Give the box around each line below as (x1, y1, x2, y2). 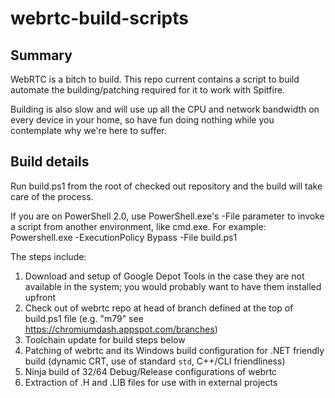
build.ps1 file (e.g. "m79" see (24, 312, 144, 324)
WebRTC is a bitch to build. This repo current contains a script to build (10, 73, 300, 85)
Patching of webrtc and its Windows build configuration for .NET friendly (24, 344, 325, 356)
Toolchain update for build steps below (24, 333, 186, 346)
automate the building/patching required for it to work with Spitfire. (10, 84, 286, 96)
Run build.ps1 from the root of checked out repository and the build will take (10, 180, 323, 192)
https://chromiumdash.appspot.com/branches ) (24, 323, 218, 335)
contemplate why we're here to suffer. (10, 125, 167, 136)
